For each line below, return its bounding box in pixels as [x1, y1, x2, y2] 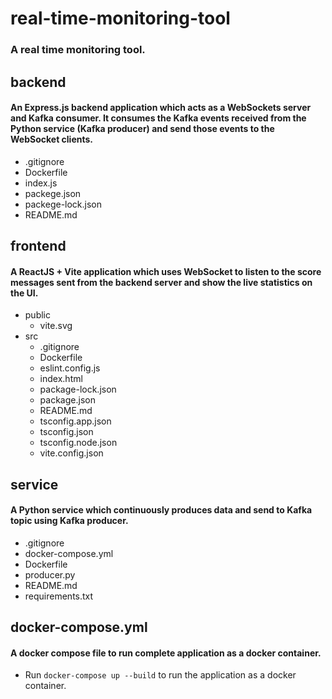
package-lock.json [39, 383, 117, 396]
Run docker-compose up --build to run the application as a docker [24, 669, 297, 681]
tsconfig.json [39, 426, 94, 438]
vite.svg [39, 320, 73, 332]
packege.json [24, 187, 82, 199]
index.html [39, 373, 83, 385]
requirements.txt [24, 590, 94, 602]
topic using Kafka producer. [10, 515, 129, 527]
